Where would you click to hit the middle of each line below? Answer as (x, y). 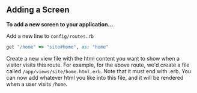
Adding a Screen (38, 10)
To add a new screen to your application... (60, 24)
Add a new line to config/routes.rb (50, 36)
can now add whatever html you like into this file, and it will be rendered (95, 77)
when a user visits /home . (37, 84)
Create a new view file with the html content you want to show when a (93, 58)
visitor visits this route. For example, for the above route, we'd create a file (98, 65)
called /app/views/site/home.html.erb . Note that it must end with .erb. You (99, 71)
